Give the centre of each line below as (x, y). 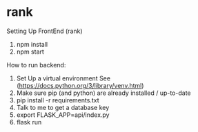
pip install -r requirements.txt (58, 100)
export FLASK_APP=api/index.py (63, 115)
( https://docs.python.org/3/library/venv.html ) (80, 85)
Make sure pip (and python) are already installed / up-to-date (103, 93)
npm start (30, 52)
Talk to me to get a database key (63, 107)
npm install (32, 44)
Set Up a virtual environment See (63, 78)
